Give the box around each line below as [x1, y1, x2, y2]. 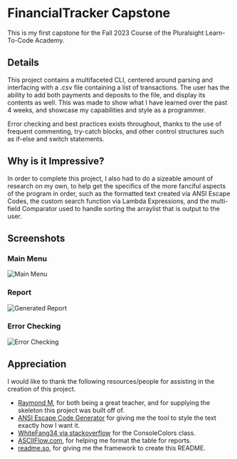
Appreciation [7, 358, 67, 370]
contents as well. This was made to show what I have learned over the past [7, 98, 228, 107]
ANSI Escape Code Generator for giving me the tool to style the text [17, 414, 217, 422]
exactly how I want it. [17, 421, 80, 429]
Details [7, 57, 39, 69]
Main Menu [7, 254, 48, 264]
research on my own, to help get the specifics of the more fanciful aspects [7, 181, 226, 190]
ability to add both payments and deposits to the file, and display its [7, 90, 206, 99]
